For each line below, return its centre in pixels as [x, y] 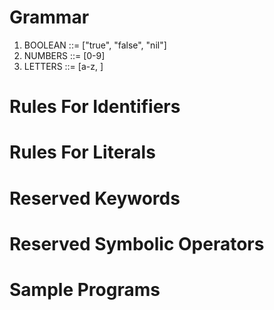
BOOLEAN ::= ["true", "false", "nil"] [95, 45]
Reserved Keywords [95, 198]
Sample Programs [85, 289]
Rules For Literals [82, 152]
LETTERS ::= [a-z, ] [63, 66]
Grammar [49, 17]
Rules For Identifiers [95, 107]
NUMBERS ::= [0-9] [64, 55]
